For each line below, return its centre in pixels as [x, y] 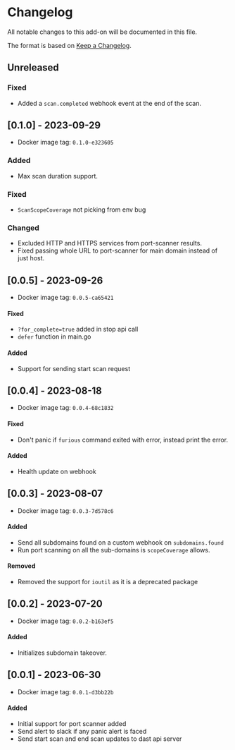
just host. [31, 258]
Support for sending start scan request [74, 368]
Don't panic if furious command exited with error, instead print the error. [123, 440]
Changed [24, 228]
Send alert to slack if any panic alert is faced [82, 732]
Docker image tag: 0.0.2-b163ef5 [65, 621]
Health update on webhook [57, 471]
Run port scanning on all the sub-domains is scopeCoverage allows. [114, 550]
